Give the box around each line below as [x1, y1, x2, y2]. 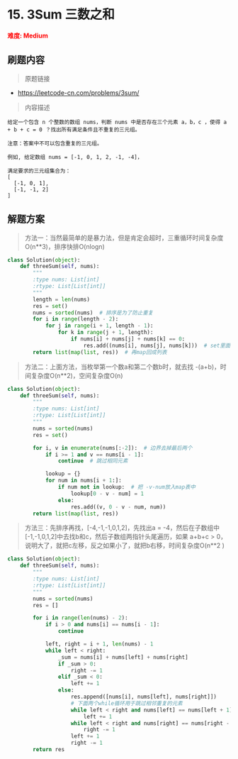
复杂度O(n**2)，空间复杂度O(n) [30, 371, 123, 379]
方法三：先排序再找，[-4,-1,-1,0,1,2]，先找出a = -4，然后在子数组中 [24, 523, 220, 532]
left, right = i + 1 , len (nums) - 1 [45, 641, 154, 648]
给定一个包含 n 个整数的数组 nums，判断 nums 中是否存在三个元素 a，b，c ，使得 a [7, 118, 227, 126]
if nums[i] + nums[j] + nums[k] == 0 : [70, 336, 186, 343]
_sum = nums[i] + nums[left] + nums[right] [57, 653, 189, 660]
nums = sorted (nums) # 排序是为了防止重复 [33, 309, 154, 316]
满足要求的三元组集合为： [7, 167, 71, 174]
